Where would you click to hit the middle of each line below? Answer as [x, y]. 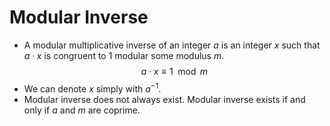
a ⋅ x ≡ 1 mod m [174, 71]
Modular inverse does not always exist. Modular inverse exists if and [164, 99]
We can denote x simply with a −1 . [92, 88]
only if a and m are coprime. [82, 110]
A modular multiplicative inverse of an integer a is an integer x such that [172, 45]
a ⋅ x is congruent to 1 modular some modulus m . [124, 55]
